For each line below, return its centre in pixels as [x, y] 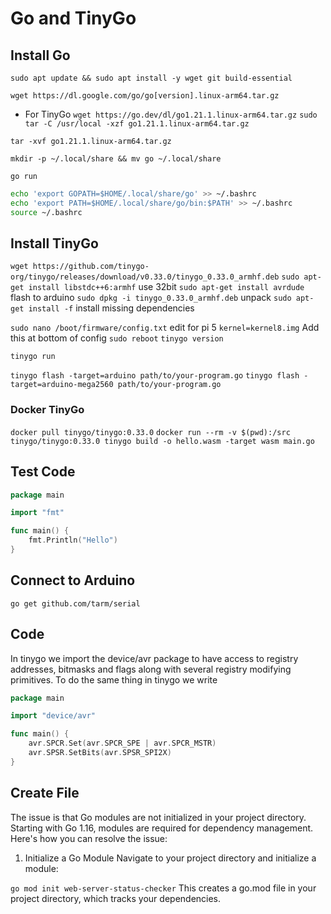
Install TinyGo [54, 243]
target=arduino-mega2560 [62, 385]
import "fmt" [37, 513]
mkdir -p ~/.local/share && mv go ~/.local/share [116, 159]
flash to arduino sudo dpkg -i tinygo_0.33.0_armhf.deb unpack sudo [151, 298]
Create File [45, 793]
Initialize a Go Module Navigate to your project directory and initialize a [170, 858]
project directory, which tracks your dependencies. [116, 898]
